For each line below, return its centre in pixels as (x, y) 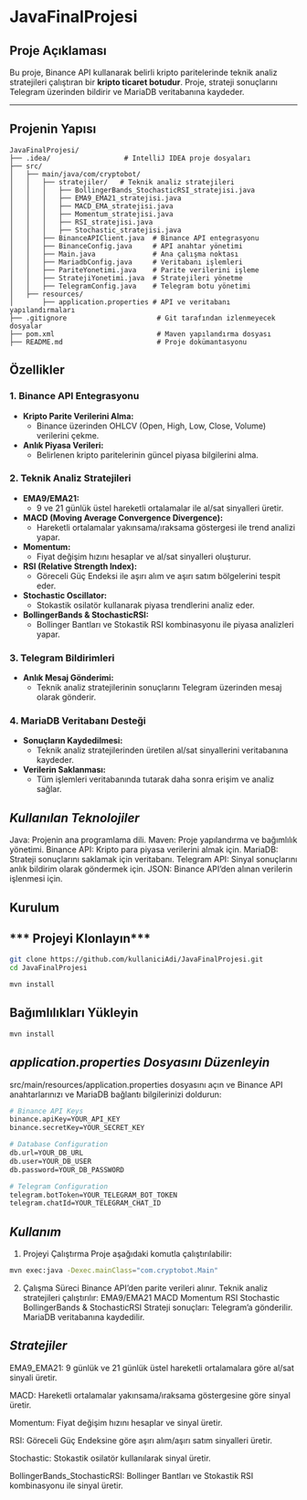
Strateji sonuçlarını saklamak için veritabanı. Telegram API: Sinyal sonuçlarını (153, 860)
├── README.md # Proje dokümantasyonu (128, 342)
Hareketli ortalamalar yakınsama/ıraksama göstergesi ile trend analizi (165, 527)
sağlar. (49, 789)
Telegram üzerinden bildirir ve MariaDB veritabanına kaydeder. (127, 92)
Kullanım (36, 1232)
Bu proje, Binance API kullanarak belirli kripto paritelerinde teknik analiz (143, 72)
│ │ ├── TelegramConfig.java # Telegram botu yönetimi (130, 286)
